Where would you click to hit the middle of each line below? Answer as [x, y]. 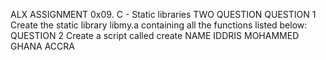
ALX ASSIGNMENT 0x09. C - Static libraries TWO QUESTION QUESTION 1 [163, 14]
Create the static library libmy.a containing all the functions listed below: [159, 25]
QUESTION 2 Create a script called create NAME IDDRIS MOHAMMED [155, 35]
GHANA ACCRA [42, 46]
